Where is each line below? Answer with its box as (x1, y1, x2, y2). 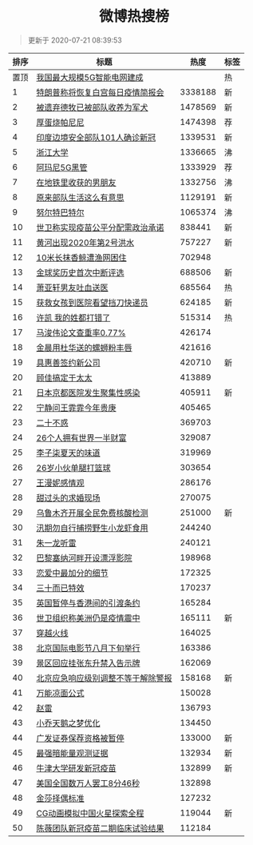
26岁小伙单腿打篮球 (36, 462, 111, 473)
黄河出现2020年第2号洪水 (36, 237, 134, 248)
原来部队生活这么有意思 (36, 191, 125, 203)
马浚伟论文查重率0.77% (36, 327, 126, 338)
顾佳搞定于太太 (36, 372, 93, 383)
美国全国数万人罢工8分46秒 (36, 778, 140, 789)
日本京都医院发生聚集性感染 (36, 387, 141, 398)
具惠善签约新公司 (36, 357, 101, 368)
